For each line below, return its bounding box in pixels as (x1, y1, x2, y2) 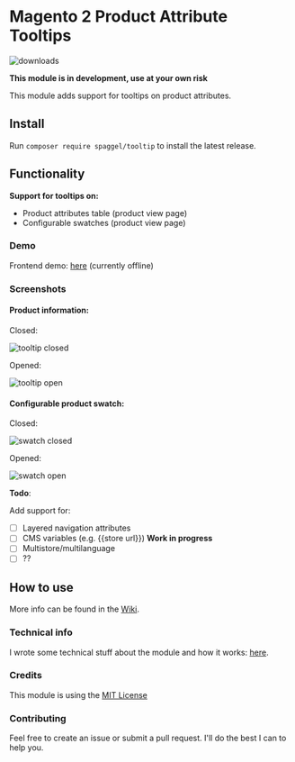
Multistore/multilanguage (22, 543, 115, 554)
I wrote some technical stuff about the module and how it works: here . (9, 647, 269, 658)
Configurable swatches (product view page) (22, 217, 186, 228)
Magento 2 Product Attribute (9, 6, 228, 27)
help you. (9, 742, 44, 753)
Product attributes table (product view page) (22, 207, 188, 218)
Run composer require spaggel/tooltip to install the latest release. (9, 140, 256, 150)
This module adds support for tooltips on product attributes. (9, 90, 232, 101)
